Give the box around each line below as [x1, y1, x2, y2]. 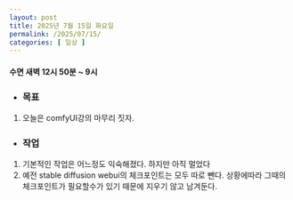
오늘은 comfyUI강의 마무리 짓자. [21, 113, 135, 124]
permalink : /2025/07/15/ [9, 29, 102, 38]
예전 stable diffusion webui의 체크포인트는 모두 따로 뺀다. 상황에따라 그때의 [21, 170, 287, 180]
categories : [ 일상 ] [9, 37, 86, 47]
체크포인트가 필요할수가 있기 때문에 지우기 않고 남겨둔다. [21, 181, 218, 192]
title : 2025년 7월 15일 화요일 [9, 21, 114, 30]
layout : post [9, 12, 58, 22]
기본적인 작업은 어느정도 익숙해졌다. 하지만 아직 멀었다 [21, 159, 211, 170]
